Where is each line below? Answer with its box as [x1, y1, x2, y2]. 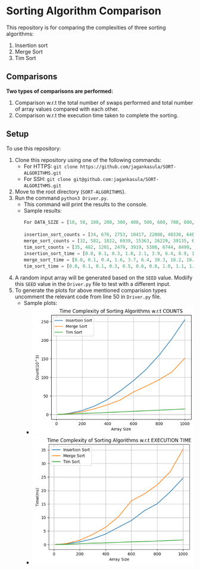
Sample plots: [23, 299, 58, 306]
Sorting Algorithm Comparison [6, 4, 162, 18]
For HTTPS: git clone [23, 163, 78, 170]
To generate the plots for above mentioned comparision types [14, 286, 167, 294]
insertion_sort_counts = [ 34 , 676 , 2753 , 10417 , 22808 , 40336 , [23, 232, 185, 238]
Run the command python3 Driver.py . [14, 194, 108, 201]
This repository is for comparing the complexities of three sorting [6, 24, 166, 31]
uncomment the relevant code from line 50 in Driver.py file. [14, 293, 162, 300]
